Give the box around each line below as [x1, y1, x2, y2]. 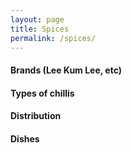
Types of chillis [10, 87, 75, 99]
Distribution [10, 110, 62, 122]
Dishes [10, 132, 40, 145]
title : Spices [10, 24, 70, 34]
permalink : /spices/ [10, 33, 97, 43]
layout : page [10, 14, 65, 25]
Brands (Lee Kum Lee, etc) [10, 64, 123, 76]
